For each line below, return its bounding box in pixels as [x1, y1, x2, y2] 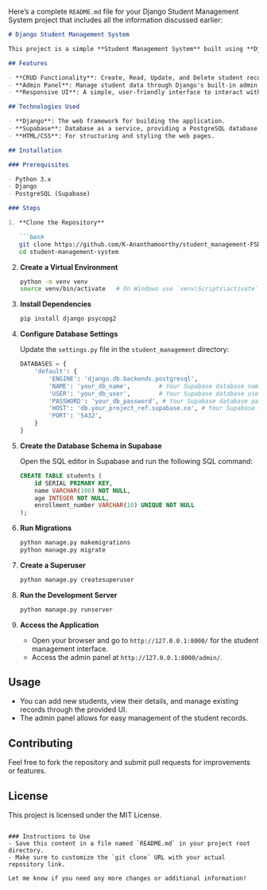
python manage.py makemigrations [19, 539, 131, 547]
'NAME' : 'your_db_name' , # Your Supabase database [48, 382, 245, 390]
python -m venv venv [19, 278, 88, 286]
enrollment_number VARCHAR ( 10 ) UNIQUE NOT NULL [34, 502, 195, 509]
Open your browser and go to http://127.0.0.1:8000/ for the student [31, 635, 259, 645]
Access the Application [19, 620, 99, 630]
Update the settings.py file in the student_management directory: [19, 345, 230, 354]
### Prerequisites [8, 161, 69, 169]
